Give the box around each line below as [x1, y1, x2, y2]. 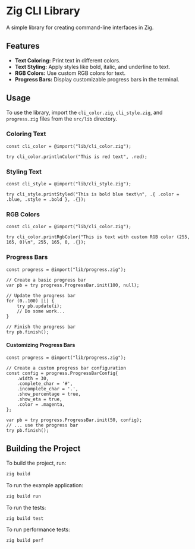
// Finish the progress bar [6, 324, 76, 330]
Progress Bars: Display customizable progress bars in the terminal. [14, 75, 180, 83]
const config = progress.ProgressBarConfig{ [6, 370, 118, 376]
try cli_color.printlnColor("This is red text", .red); [6, 153, 147, 160]
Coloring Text [6, 130, 46, 138]
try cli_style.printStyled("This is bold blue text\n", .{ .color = [6, 191, 180, 197]
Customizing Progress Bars [6, 342, 76, 349]
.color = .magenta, [17, 401, 65, 408]
